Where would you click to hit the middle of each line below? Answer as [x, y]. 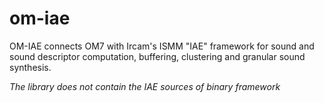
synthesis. [30, 67]
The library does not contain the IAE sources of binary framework [145, 86]
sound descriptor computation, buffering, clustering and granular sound [157, 56]
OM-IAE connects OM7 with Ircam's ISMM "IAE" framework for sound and [162, 46]
